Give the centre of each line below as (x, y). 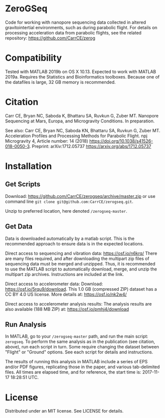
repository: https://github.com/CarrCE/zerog (50, 38)
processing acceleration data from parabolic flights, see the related (73, 33)
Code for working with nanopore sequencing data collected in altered (76, 22)
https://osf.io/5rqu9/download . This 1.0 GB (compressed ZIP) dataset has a (81, 289)
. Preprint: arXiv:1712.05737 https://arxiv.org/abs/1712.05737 (90, 146)
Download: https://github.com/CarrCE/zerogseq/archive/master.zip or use (80, 196)
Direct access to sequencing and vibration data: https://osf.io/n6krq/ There (81, 253)
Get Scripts (23, 184)
